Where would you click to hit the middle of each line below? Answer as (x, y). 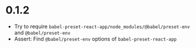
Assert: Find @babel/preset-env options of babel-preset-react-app (95, 39)
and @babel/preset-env (42, 32)
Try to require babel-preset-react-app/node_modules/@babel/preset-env (102, 26)
